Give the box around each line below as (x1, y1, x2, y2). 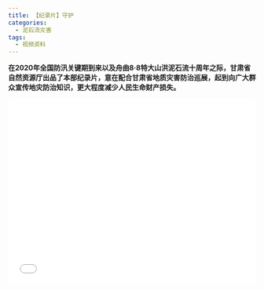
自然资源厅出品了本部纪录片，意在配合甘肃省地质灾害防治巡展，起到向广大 (8, 73, 249, 82)
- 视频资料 (15, 41, 46, 49)
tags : (8, 33, 26, 42)
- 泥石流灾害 (15, 26, 53, 34)
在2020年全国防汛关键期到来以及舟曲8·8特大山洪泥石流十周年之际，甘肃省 (8, 63, 251, 73)
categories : (8, 19, 47, 27)
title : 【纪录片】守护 (8, 11, 75, 20)
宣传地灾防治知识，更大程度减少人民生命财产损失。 (14, 83, 181, 92)
